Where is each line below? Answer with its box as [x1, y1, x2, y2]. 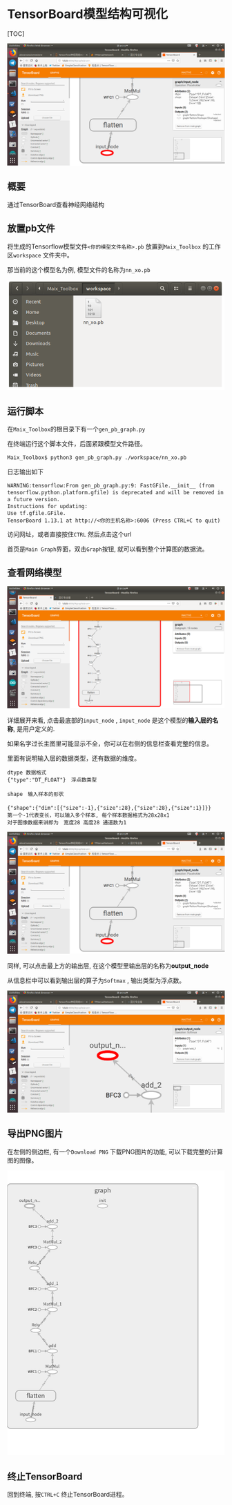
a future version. [7, 496, 60, 503]
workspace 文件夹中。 [13, 251, 74, 259]
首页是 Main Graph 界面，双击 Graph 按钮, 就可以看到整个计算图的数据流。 [7, 545, 209, 553]
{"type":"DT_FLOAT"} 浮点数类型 [7, 776, 97, 784]
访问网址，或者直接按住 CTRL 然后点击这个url [7, 530, 132, 538]
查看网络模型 [7, 567, 62, 579]
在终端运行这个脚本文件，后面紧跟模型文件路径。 [7, 440, 146, 448]
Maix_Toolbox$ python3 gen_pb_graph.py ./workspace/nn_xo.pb [7, 454, 187, 461]
